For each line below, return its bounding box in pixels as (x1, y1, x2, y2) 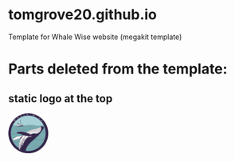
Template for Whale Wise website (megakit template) (8, 32, 182, 41)
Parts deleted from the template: (8, 60, 228, 78)
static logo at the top (8, 92, 113, 105)
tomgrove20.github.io (8, 6, 158, 24)
